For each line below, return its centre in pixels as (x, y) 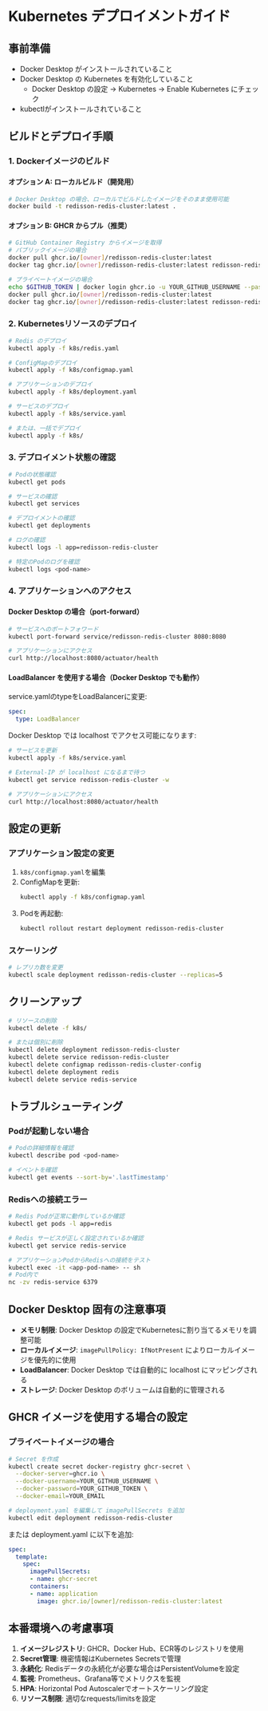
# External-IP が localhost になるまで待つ (77, 772)
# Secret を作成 (33, 1459)
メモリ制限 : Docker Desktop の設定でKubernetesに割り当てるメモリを (134, 1330)
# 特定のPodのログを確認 (44, 562)
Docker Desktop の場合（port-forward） (76, 612)
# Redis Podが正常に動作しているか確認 (67, 1217)
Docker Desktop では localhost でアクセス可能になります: (102, 736)
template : (32, 1557)
